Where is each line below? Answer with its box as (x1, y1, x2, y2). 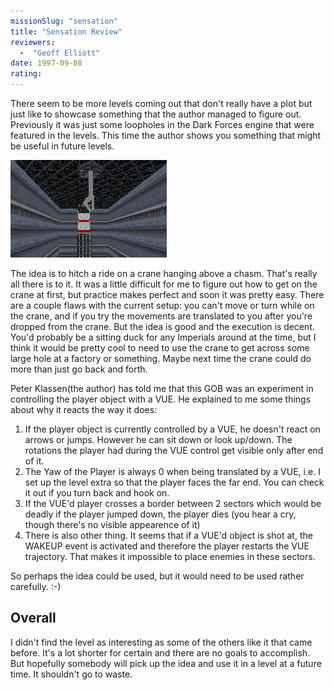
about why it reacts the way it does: (10, 404, 158, 415)
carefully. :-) (10, 581, 62, 592)
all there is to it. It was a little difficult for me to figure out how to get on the (10, 278, 318, 290)
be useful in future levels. (10, 140, 115, 152)
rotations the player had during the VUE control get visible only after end (24, 445, 324, 456)
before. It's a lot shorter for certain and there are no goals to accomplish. (10, 646, 311, 659)
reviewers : (10, 37, 56, 47)
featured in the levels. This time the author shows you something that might (10, 130, 322, 141)
